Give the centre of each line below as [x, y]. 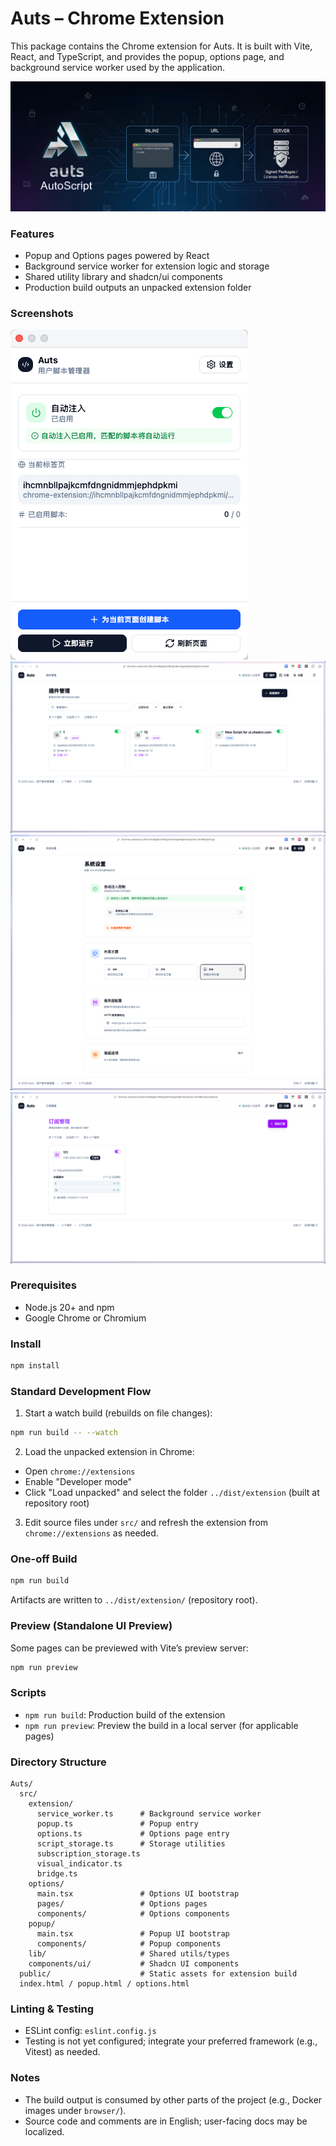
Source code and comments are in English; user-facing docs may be [166, 2121]
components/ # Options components [133, 1914]
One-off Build [44, 1559]
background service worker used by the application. [118, 67]
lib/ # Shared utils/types [129, 1954]
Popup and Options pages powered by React [117, 255]
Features [32, 234]
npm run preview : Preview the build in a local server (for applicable [161, 1725]
